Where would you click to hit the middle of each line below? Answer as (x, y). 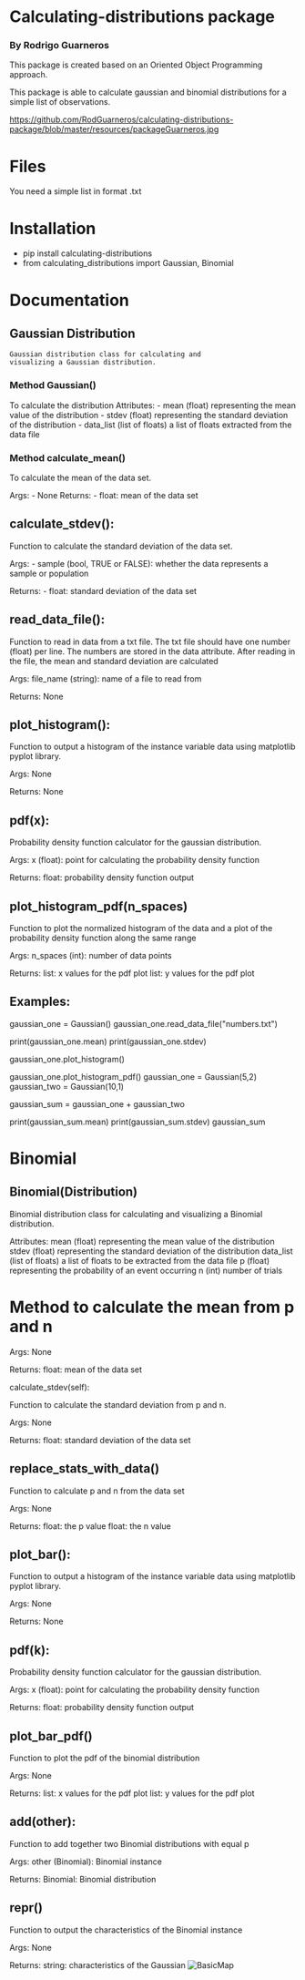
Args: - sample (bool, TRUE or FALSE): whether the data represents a (139, 563)
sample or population (49, 573)
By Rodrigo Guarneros (59, 46)
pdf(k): (30, 1650)
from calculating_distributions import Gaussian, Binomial (128, 263)
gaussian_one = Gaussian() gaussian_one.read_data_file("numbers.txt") (143, 1023)
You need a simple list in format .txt (76, 191)
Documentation (70, 300)
